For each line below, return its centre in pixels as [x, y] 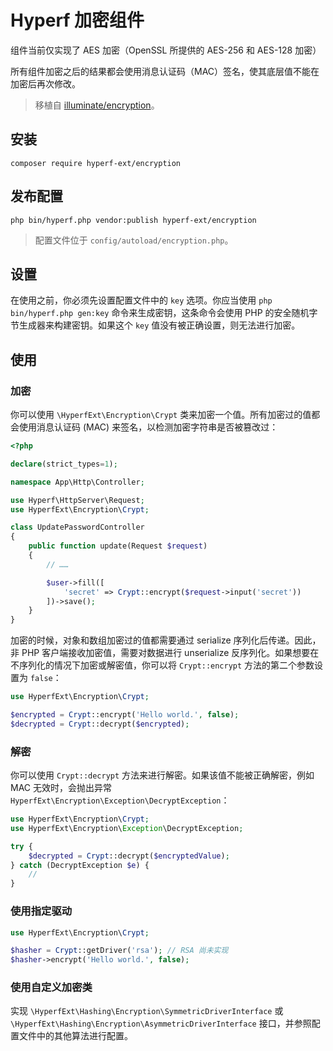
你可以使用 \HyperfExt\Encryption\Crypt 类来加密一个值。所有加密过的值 [161, 415]
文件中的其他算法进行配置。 [75, 1036]
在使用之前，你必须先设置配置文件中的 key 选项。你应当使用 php [141, 300]
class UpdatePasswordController [77, 527]
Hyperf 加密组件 [77, 20]
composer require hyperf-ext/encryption [96, 163]
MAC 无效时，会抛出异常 [61, 788]
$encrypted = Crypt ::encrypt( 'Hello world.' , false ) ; [125, 715]
